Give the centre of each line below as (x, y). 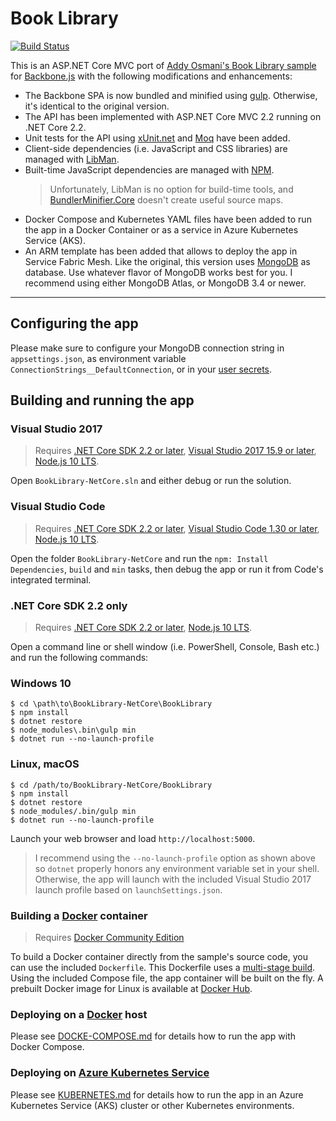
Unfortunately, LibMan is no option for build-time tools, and (171, 189)
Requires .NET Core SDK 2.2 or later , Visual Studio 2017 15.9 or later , (175, 451)
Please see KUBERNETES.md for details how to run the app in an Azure (157, 1094)
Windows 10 (41, 683)
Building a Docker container (79, 915)
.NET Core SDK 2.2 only (69, 605)
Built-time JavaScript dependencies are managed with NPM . (149, 169)
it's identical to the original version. (97, 106)
